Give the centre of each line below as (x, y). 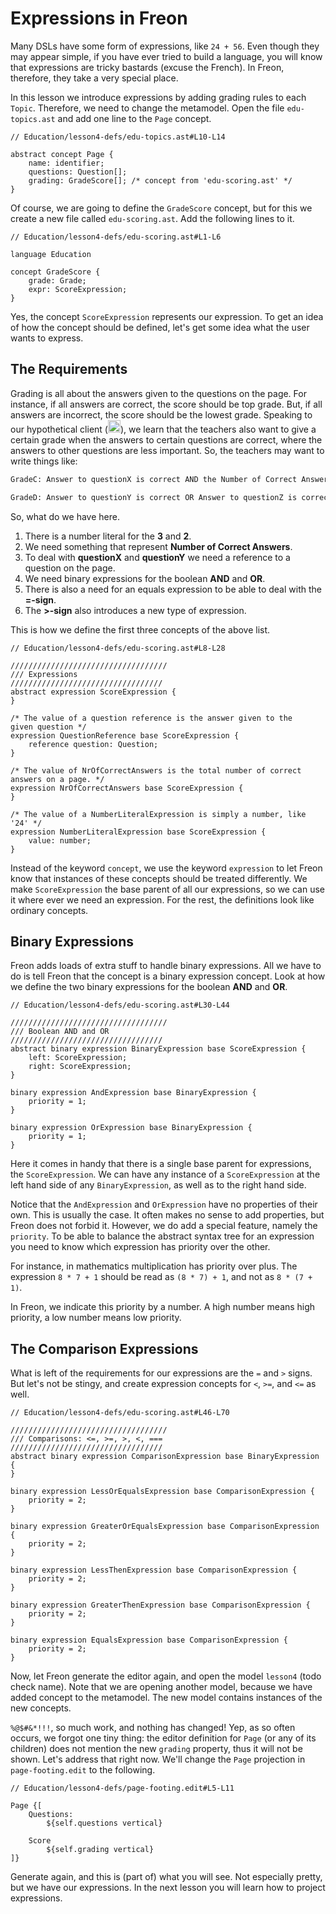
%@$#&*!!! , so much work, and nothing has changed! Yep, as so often (153, 1728)
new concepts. (41, 1708)
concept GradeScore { (55, 272)
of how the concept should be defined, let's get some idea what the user (160, 327)
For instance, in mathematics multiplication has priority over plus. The (154, 1266)
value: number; (60, 840)
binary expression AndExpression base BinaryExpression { (133, 1093)
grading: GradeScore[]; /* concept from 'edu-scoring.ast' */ (160, 180)
